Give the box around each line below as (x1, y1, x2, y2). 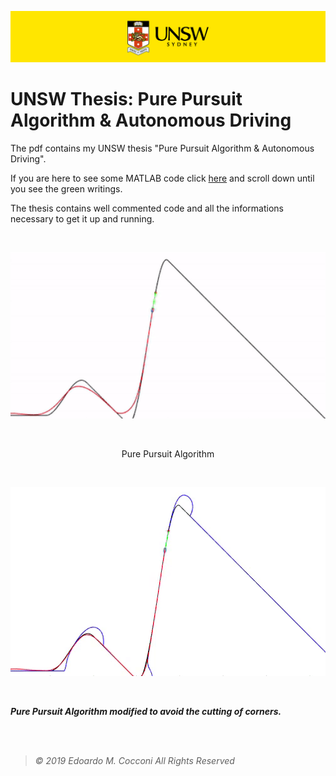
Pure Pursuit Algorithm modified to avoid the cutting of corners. (10, 705, 282, 717)
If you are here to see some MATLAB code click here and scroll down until (10, 172, 315, 185)
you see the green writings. (10, 183, 123, 195)
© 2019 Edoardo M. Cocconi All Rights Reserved (34, 754, 235, 766)
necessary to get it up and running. (10, 213, 155, 225)
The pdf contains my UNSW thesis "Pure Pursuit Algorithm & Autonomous (10, 142, 315, 155)
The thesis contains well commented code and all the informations (10, 202, 284, 215)
